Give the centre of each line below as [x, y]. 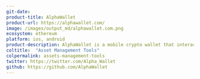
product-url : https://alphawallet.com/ [56, 23]
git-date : [18, 12]
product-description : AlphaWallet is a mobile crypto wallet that [90, 45]
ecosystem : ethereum [32, 34]
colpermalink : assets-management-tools [56, 56]
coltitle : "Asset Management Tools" [53, 50]
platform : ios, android [36, 39]
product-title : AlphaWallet [41, 17]
